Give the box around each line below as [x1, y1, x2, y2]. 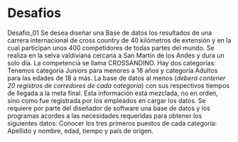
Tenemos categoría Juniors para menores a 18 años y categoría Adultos [7, 66, 218, 75]
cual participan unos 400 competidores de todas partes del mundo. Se [7, 43, 215, 52]
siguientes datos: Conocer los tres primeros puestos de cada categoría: [7, 119, 217, 127]
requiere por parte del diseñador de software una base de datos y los [7, 104, 211, 112]
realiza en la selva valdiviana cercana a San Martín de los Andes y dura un [7, 51, 225, 60]
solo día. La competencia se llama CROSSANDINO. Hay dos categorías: [7, 58, 217, 67]
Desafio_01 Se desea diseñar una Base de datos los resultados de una [7, 28, 212, 37]
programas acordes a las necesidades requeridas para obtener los [7, 111, 202, 120]
